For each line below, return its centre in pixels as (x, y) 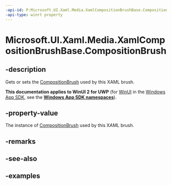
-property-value (32, 113)
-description (26, 70)
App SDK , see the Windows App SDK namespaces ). (61, 97)
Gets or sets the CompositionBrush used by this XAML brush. (70, 82)
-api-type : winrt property (34, 15)
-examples (23, 176)
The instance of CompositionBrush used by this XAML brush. (70, 125)
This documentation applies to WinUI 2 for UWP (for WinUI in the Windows (85, 92)
